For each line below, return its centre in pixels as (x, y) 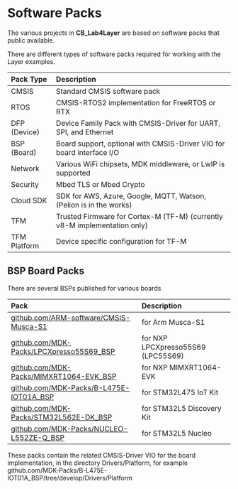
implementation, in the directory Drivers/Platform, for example (98, 463)
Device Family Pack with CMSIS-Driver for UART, (138, 123)
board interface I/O (87, 152)
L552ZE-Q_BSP (38, 437)
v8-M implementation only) (102, 225)
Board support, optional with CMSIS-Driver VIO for (140, 144)
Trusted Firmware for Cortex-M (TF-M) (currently (139, 216)
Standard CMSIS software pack (108, 91)
